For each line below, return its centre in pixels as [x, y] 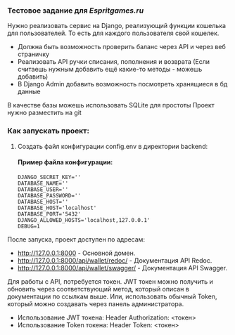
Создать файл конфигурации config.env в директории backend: [113, 146]
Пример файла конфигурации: [65, 162]
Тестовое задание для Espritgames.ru [76, 11]
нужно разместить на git [45, 113]
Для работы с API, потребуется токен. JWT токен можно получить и [110, 281]
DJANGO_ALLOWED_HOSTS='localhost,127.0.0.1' [84, 220]
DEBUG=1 [28, 226]
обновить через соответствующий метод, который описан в [99, 289]
